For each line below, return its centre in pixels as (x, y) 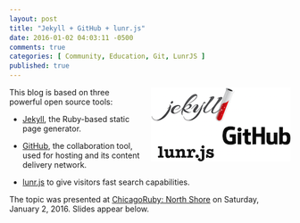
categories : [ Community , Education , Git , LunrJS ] (107, 57)
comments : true (37, 47)
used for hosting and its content (81, 155)
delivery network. (54, 165)
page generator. (52, 128)
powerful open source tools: (61, 102)
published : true (39, 66)
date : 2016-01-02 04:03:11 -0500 (71, 37)
